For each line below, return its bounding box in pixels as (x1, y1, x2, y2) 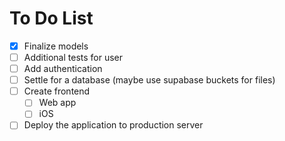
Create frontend (23, 85, 91, 97)
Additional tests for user (23, 52, 124, 63)
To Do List (9, 7, 94, 30)
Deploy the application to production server (23, 119, 204, 131)
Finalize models (23, 40, 89, 52)
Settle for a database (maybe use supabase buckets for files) (23, 74, 276, 86)
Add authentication (23, 63, 103, 75)
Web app (38, 97, 77, 109)
